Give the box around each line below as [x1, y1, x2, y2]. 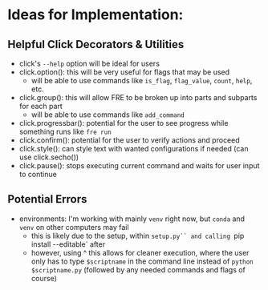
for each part [18, 102, 63, 111]
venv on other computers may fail [18, 222, 129, 232]
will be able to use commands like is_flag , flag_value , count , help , [30, 76, 253, 85]
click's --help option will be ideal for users [18, 58, 160, 68]
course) [30, 273, 58, 283]
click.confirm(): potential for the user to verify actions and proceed [18, 135, 240, 145]
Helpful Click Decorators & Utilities [7, 38, 185, 51]
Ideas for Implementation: [7, 6, 184, 24]
